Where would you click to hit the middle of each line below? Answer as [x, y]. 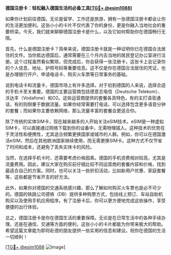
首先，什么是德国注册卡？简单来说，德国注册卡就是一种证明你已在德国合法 [83, 49]
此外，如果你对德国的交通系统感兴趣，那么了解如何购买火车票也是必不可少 [83, 188]
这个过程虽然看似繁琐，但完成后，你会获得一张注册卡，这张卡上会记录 [88, 61]
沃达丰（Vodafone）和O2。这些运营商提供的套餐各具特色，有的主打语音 [81, 98]
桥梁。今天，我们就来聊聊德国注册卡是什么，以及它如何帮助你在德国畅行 [85, 32]
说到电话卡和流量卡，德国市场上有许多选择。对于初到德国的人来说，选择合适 [85, 85]
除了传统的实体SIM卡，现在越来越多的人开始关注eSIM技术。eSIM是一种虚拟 [85, 121]
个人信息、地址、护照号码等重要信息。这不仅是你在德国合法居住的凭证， [85, 68]
